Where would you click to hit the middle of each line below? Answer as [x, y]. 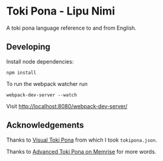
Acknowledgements [45, 125]
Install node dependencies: [40, 61]
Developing [28, 47]
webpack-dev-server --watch [42, 95]
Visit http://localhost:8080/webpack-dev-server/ [67, 106]
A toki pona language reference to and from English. [72, 28]
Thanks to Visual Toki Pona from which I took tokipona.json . [82, 140]
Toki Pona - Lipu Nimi [61, 11]
